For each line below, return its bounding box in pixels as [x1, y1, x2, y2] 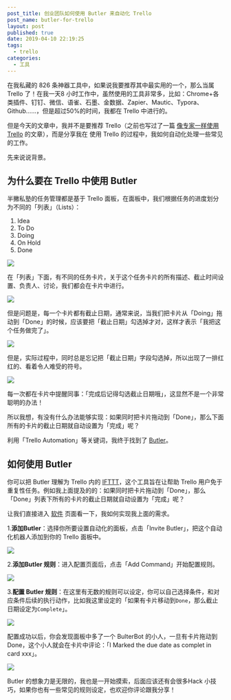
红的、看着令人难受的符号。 [7, 362, 86, 371]
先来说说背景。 [7, 153, 49, 161]
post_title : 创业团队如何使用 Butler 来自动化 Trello [7, 10, 152, 17]
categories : [7, 55, 41, 62]
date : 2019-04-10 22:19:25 [7, 36, 85, 43]
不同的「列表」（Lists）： [12, 203, 81, 212]
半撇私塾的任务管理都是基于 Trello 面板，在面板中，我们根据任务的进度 [7, 194, 208, 203]
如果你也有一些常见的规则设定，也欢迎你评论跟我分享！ [19, 686, 176, 694]
